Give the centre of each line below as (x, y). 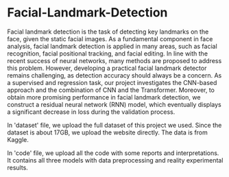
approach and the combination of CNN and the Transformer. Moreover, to (111, 90)
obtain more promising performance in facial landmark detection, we (104, 97)
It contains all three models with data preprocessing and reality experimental (115, 160)
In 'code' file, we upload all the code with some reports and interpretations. (113, 153)
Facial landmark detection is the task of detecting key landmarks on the (108, 32)
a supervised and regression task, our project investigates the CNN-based (112, 82)
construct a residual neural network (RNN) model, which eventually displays (114, 104)
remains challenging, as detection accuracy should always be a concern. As (114, 75)
